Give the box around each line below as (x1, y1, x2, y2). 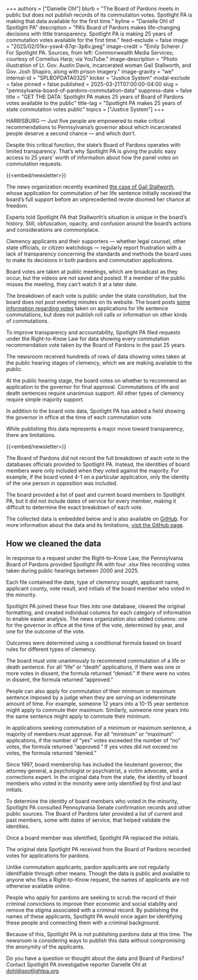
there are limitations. (6, 432, 56, 438)
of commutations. (6, 317, 49, 324)
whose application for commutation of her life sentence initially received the (6, 190, 191, 196)
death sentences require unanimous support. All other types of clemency (6, 390, 184, 397)
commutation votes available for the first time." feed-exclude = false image (6, 37, 188, 43)
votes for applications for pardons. (6, 852, 90, 859)
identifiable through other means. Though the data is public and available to (6, 870, 190, 877)
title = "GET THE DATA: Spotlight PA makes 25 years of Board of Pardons (6, 93, 184, 100)
